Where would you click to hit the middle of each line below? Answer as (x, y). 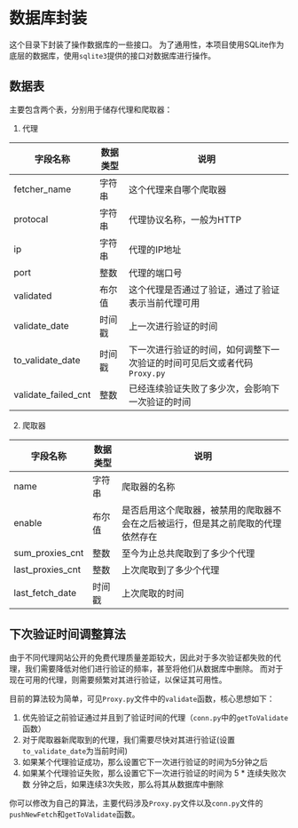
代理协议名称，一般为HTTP (185, 219)
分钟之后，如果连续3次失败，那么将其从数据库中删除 (128, 784)
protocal (31, 219)
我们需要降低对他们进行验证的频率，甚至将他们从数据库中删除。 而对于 (154, 668)
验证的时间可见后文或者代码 (195, 362)
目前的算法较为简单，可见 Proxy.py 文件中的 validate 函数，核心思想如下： (142, 698)
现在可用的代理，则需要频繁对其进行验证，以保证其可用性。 (118, 680)
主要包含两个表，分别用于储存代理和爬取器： (91, 109)
